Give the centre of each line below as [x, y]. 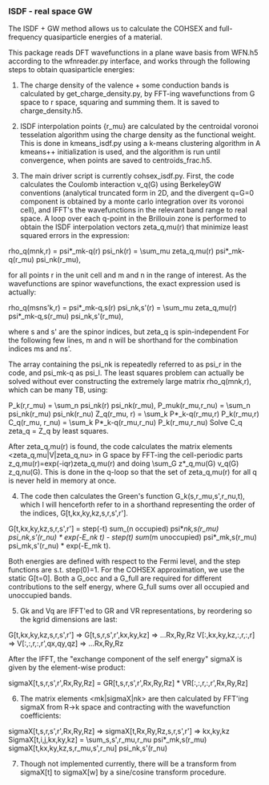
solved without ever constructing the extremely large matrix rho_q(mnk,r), [130, 382]
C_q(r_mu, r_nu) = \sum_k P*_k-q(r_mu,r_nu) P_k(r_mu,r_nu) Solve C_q [125, 423]
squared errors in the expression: [74, 236]
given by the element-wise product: [67, 668]
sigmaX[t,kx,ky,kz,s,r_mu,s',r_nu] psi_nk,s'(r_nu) [88, 748]
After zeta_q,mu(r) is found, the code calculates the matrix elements [120, 447]
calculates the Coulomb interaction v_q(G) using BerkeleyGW [120, 184]
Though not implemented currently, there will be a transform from [128, 764]
